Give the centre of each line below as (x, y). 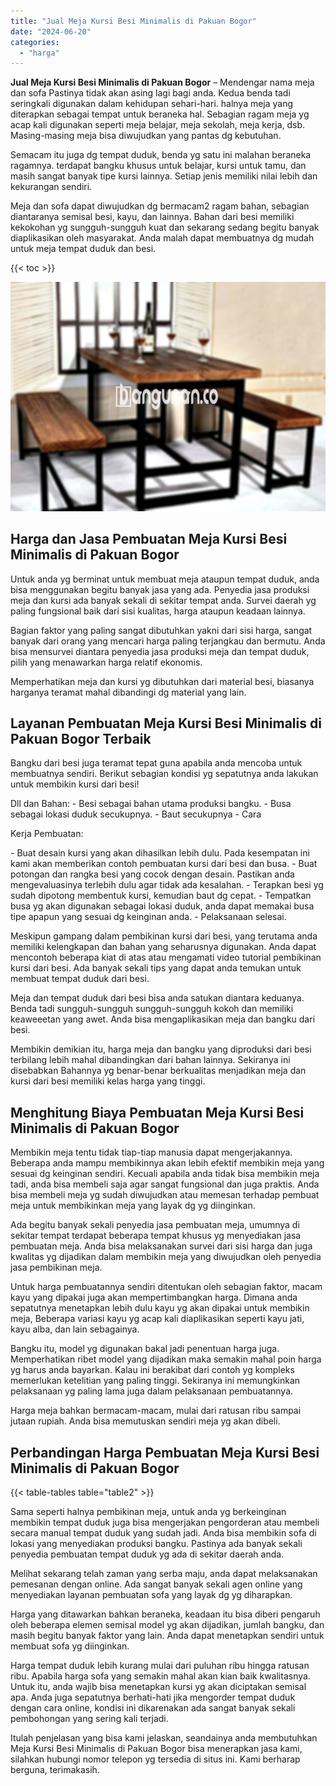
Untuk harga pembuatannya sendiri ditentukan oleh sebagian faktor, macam (166, 1287)
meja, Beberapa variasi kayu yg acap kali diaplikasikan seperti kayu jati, (157, 1319)
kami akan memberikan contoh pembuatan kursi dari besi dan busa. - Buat (164, 864)
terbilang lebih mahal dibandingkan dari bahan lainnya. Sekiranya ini (150, 1060)
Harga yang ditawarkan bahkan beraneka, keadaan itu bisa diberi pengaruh (165, 1614)
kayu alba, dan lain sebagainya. (75, 1329)
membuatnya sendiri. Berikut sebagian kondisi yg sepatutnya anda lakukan (164, 774)
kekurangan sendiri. (51, 187)
